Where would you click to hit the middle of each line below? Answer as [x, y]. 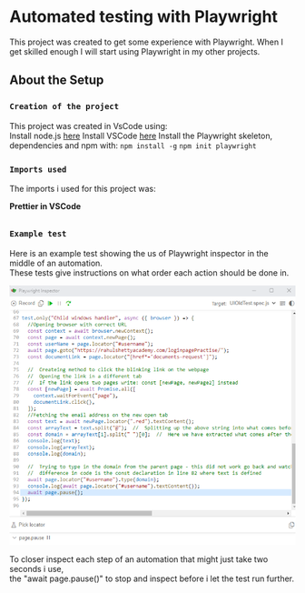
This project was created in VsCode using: [89, 126]
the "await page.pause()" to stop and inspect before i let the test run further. [152, 578]
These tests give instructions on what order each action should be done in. [149, 272]
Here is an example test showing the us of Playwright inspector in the [139, 253]
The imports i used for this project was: [83, 188]
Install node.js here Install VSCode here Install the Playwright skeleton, [141, 136]
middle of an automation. [56, 263]
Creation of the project [64, 107]
